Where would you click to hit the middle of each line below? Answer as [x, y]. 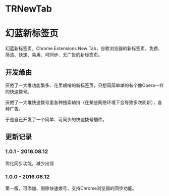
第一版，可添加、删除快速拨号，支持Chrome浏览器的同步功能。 [71, 188]
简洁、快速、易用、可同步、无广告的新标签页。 [54, 55]
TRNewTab [29, 9]
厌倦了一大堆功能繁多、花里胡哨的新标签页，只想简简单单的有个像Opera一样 [84, 85]
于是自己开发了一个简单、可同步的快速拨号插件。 [56, 119]
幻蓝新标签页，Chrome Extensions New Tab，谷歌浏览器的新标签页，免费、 [84, 48]
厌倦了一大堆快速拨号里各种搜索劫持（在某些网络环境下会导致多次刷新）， [81, 102]
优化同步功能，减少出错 [30, 163]
